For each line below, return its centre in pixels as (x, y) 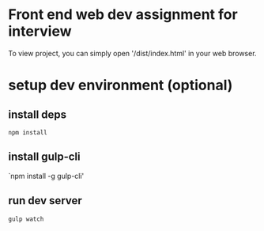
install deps (38, 114)
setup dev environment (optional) (121, 85)
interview (40, 31)
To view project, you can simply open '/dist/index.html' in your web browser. (132, 53)
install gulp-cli (44, 157)
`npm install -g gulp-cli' (46, 176)
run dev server (45, 201)
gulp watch (26, 219)
